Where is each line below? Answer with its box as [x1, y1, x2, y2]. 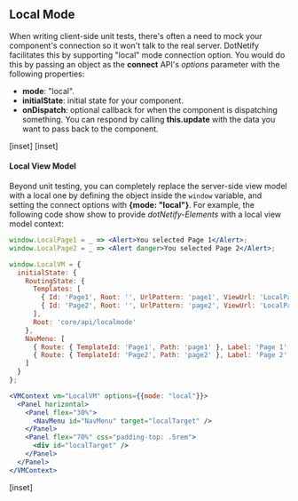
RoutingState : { [25, 276, 86, 285]
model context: [9, 219, 65, 229]
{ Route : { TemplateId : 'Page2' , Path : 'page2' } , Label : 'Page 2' [32, 351, 288, 360]
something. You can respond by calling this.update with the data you [21, 114, 276, 124]
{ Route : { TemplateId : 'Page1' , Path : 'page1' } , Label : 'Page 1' [32, 342, 288, 352]
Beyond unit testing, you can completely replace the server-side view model [9, 181, 287, 192]
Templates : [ [32, 284, 82, 294]
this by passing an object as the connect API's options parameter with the [9, 59, 280, 69]
